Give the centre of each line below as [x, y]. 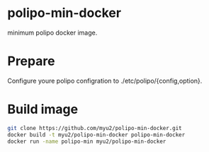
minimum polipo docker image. [52, 33]
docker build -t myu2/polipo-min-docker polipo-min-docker [96, 135]
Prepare [31, 61]
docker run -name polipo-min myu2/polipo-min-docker [87, 141]
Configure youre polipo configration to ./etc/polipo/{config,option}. [105, 81]
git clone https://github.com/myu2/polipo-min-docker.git [95, 128]
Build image [43, 109]
